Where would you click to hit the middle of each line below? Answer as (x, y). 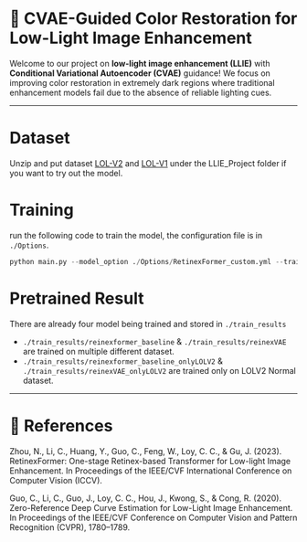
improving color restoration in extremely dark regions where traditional (143, 82)
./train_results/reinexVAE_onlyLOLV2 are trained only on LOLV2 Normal (159, 370)
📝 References (61, 425)
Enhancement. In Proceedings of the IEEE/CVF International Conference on (151, 471)
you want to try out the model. (66, 173)
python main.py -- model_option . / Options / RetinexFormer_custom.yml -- (147, 261)
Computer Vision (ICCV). (56, 480)
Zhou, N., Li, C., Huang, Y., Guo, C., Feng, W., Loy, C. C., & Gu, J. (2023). (146, 451)
